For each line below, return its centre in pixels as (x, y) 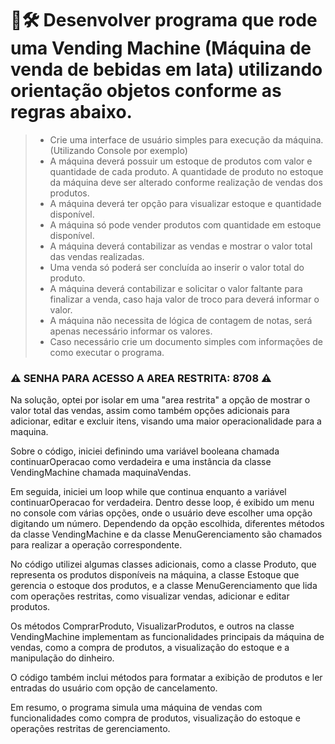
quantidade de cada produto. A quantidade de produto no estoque (186, 171)
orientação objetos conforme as (146, 91)
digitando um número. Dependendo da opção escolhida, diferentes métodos (167, 524)
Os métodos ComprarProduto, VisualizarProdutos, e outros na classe (152, 626)
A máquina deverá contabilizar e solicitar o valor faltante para (176, 288)
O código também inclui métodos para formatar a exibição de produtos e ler (166, 678)
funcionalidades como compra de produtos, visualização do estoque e (155, 718)
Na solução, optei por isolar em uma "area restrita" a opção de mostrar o (160, 400)
